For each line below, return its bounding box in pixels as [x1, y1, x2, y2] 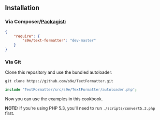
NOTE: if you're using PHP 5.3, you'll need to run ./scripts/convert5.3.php [5, 106, 156, 111]
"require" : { [14, 34, 40, 39]
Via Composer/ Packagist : [5, 18, 67, 25]
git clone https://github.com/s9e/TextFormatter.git [5, 79, 114, 84]
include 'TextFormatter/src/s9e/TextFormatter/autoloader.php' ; [5, 87, 137, 92]
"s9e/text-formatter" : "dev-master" [22, 38, 96, 43]
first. [5, 110, 15, 116]
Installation [5, 4, 40, 12]
